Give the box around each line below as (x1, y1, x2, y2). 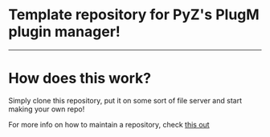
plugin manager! (8, 22, 121, 41)
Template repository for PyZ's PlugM (8, 6, 260, 24)
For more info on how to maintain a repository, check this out (8, 119, 211, 129)
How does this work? (8, 70, 151, 87)
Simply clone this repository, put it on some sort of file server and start (8, 95, 243, 105)
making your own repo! (8, 104, 85, 114)
